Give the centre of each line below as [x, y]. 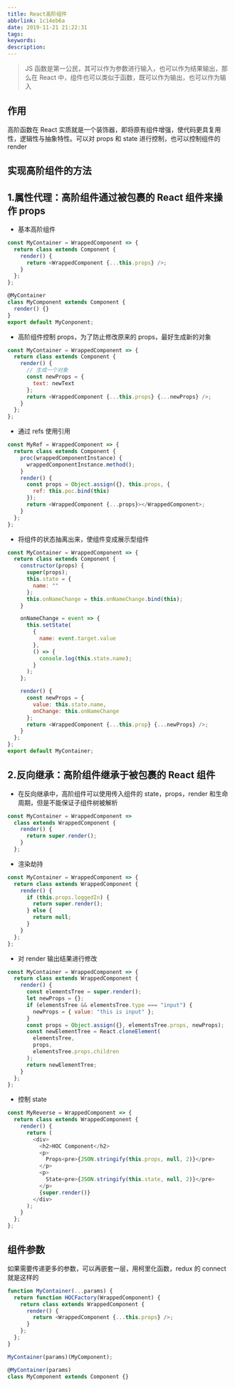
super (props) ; [47, 572]
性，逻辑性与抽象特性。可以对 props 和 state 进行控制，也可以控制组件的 [114, 138]
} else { [39, 911]
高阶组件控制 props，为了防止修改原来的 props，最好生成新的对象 [114, 337]
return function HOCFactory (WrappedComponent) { [87, 1298]
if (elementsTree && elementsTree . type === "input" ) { [109, 1005]
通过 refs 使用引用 [44, 431]
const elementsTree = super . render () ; [84, 992]
